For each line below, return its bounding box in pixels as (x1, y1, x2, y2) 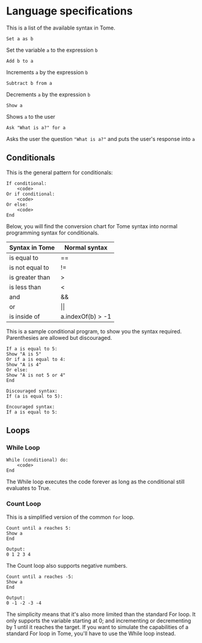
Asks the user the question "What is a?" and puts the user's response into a (6, 135, 195, 142)
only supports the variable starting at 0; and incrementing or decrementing (6, 616, 191, 624)
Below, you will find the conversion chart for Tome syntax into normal (6, 222, 178, 230)
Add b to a (6, 58, 34, 64)
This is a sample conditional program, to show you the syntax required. (6, 327, 182, 335)
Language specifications (6, 4, 133, 18)
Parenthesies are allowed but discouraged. (6, 334, 112, 341)
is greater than (9, 273, 50, 281)
